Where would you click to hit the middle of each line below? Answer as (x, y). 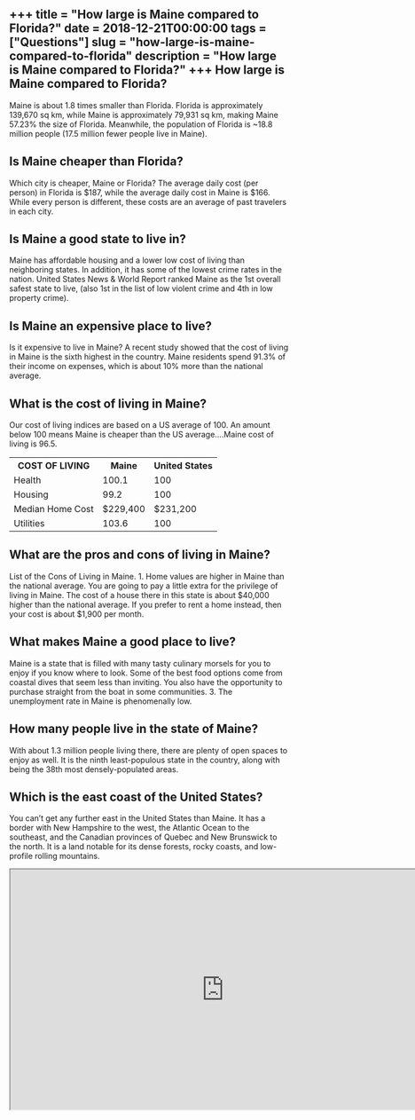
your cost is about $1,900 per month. (77, 614)
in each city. (31, 211)
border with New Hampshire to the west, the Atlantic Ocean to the (129, 828)
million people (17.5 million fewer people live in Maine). (108, 133)
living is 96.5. (33, 444)
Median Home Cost (54, 509)
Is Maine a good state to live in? (98, 239)
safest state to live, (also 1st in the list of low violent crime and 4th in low (141, 288)
